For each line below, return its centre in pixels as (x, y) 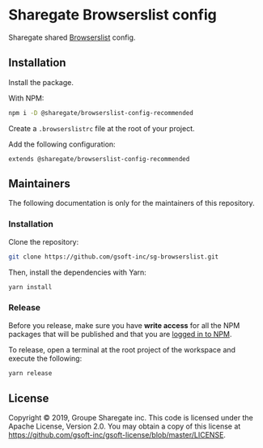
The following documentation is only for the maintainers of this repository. (131, 203)
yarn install (30, 287)
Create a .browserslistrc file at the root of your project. (102, 128)
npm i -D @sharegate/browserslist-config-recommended (101, 113)
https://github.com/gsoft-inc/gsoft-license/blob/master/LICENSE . (117, 435)
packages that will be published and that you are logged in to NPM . (120, 334)
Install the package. (41, 82)
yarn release (30, 373)
